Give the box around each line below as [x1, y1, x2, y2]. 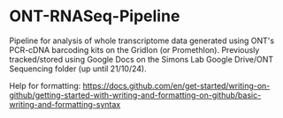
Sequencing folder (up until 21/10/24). [9, 63, 148, 74]
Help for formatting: [9, 80, 81, 91]
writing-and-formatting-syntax [9, 99, 121, 109]
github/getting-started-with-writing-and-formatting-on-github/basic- [9, 90, 262, 100]
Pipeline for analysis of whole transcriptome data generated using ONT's [9, 35, 275, 46]
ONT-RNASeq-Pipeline [9, 6, 180, 26]
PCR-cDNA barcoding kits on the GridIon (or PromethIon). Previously [9, 44, 260, 55]
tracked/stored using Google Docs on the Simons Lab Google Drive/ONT [9, 54, 274, 64]
